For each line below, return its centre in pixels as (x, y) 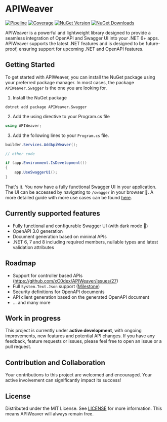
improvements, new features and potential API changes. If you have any (80, 336)
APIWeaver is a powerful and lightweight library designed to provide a (78, 32)
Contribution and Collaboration (55, 362)
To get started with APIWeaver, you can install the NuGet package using (80, 77)
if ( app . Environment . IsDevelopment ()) (46, 163)
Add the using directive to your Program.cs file (61, 116)
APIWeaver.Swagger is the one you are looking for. (56, 88)
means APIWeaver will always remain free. (50, 413)
